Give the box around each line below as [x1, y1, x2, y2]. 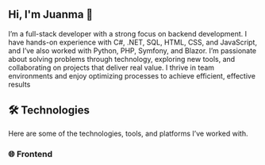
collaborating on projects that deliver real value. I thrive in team [8, 63, 215, 72]
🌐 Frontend [8, 148, 53, 159]
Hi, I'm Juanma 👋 [8, 8, 94, 21]
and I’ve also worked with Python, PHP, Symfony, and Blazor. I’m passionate [8, 45, 257, 56]
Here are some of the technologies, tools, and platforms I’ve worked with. [8, 129, 248, 138]
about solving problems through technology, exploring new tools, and [8, 54, 236, 63]
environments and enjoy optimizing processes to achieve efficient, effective [8, 71, 256, 80]
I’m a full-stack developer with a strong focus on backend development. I [8, 29, 248, 38]
